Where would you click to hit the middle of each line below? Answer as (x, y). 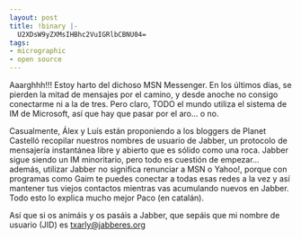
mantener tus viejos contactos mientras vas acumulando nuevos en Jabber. (149, 188)
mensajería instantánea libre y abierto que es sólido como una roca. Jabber (149, 150)
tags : (19, 43)
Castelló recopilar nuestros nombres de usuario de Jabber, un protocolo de (148, 141)
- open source (36, 59)
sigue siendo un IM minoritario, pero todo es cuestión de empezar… (134, 159)
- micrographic (38, 51)
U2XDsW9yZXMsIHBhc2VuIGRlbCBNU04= (82, 34)
